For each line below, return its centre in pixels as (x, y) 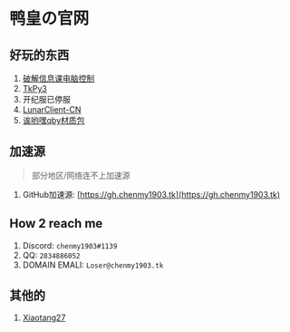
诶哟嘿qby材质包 (53, 120)
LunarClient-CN (52, 109)
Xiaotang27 (44, 317)
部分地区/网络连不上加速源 (81, 175)
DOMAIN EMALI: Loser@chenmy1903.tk (93, 265)
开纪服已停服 (46, 99)
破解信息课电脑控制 (58, 78)
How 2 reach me (56, 224)
